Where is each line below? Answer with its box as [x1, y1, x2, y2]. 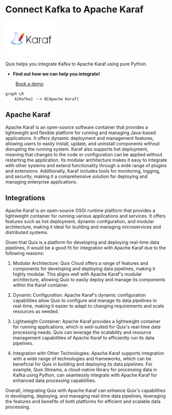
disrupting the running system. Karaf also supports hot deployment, [5, 146, 149, 152]
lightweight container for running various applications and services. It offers [5, 212, 166, 219]
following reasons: [5, 250, 45, 256]
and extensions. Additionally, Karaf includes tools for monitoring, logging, [5, 168, 161, 174]
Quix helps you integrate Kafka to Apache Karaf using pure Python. [5, 61, 147, 67]
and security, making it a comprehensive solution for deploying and [5, 173, 148, 179]
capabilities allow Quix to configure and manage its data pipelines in [12, 297, 157, 303]
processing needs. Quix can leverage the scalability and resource [12, 329, 151, 335]
